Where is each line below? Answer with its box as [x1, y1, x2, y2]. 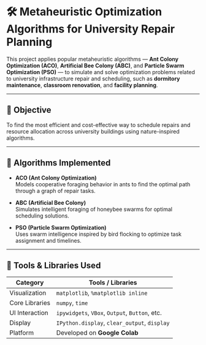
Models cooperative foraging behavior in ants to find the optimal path [15, 180, 191, 188]
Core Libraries [9, 298, 51, 307]
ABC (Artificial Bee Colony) [15, 199, 86, 206]
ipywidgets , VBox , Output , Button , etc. [56, 309, 162, 317]
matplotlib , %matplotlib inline [56, 289, 148, 297]
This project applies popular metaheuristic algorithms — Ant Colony [6, 55, 179, 63]
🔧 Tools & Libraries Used [6, 260, 101, 270]
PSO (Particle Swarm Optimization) [15, 224, 107, 231]
